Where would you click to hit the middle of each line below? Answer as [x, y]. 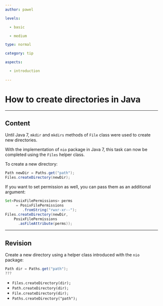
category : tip [19, 53]
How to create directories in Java [73, 99]
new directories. [21, 140]
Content [18, 123]
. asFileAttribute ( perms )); [45, 223]
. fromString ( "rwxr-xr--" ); [50, 210]
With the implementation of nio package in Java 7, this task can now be [76, 150]
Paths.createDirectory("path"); [45, 298]
